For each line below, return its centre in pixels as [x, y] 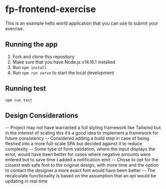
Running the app [31, 45]
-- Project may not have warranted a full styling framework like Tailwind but [83, 128]
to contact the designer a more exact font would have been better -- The [80, 170]
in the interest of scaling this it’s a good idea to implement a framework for [82, 133]
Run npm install [30, 67]
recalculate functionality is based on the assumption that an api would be [81, 176]
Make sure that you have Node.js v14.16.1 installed [64, 62]
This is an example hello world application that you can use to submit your [82, 23]
